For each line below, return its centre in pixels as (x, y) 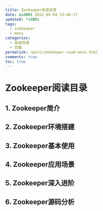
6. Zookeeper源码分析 (40, 202)
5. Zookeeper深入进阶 (40, 183)
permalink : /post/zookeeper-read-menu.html (52, 52)
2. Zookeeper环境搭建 (40, 127)
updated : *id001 (22, 19)
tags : (11, 24)
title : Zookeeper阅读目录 (31, 10)
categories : (18, 38)
